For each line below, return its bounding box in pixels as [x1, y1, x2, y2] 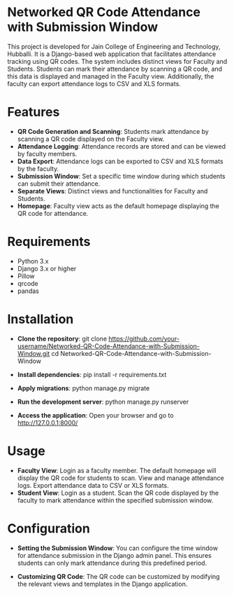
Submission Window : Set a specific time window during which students [17, 172, 226, 180]
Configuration [7, 520, 91, 536]
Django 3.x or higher [17, 264, 77, 273]
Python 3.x [17, 257, 49, 265]
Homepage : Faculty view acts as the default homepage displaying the [17, 201, 220, 210]
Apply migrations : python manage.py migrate [17, 383, 150, 392]
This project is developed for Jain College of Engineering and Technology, [7, 42, 221, 50]
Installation [7, 311, 74, 327]
